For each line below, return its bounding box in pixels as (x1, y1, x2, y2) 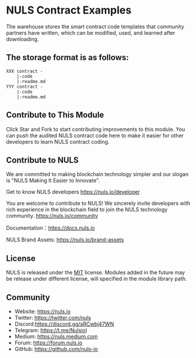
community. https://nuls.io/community (6, 213, 99, 220)
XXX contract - (6, 68, 43, 74)
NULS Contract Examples (6, 4, 132, 17)
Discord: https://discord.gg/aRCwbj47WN (14, 320, 114, 327)
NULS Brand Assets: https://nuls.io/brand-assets (6, 236, 124, 243)
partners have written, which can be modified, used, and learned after (6, 29, 175, 36)
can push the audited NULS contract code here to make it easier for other (6, 132, 184, 139)
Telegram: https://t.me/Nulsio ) (14, 327, 88, 333)
